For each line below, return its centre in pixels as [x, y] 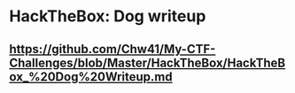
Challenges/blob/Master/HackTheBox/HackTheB [147, 62]
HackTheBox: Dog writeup [108, 16]
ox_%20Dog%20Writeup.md [91, 77]
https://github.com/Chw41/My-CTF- [113, 49]
